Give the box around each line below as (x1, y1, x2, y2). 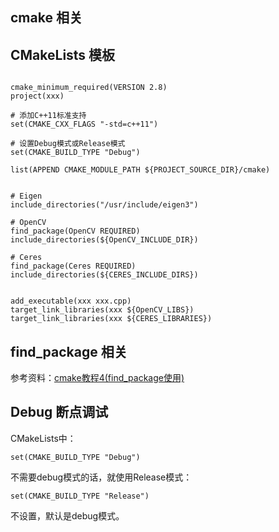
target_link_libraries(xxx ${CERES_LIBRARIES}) (10, 314, 213, 324)
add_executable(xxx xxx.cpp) (10, 296, 132, 307)
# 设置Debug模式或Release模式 (10, 139, 126, 149)
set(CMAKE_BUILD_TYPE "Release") (10, 491, 150, 501)
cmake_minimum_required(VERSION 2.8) (10, 83, 168, 93)
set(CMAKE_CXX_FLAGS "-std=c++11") (10, 119, 159, 130)
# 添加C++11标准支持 (10, 111, 87, 121)
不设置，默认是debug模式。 (10, 509, 125, 522)
